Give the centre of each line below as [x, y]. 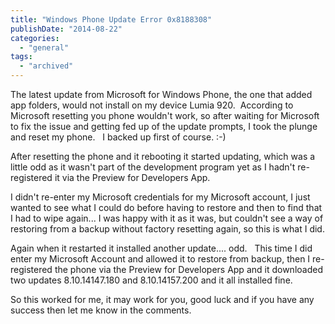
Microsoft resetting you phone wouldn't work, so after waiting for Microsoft [165, 115]
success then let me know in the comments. [101, 310]
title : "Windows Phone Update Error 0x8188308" [111, 19]
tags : [21, 57]
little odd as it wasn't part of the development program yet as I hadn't [153, 167]
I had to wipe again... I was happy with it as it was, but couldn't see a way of [167, 218]
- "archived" [46, 66]
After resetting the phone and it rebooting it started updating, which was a [163, 156]
